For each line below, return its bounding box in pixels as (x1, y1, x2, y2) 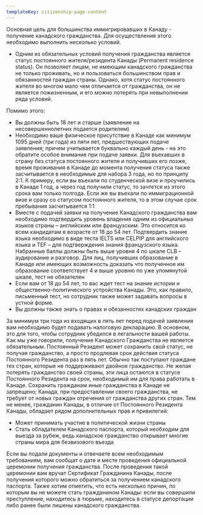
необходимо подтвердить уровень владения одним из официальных (15, 215, 194, 222)
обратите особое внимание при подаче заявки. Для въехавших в (15, 151, 185, 158)
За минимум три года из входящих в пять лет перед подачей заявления (6, 317, 194, 324)
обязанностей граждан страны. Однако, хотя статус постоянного (15, 76, 185, 83)
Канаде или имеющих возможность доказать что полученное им (15, 260, 185, 267)
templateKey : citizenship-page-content (6, 8, 107, 15)
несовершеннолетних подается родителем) (15, 125, 130, 132)
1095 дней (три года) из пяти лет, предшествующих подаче (15, 138, 170, 145)
